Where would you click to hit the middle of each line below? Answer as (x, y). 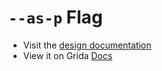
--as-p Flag (55, 17)
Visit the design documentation (87, 45)
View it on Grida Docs (67, 55)
